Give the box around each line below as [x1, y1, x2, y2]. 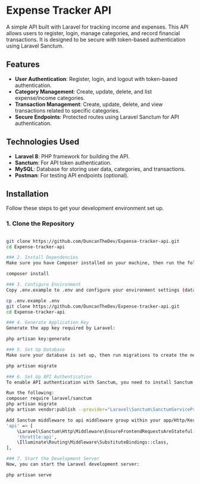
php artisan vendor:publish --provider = [6, 407, 108, 413]
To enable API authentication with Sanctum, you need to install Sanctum [6, 379, 193, 385]
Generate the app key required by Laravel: [6, 325, 116, 331]
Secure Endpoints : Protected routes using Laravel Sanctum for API [14, 113, 180, 120]
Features [6, 60, 40, 70]
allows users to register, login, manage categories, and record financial [6, 29, 180, 36]
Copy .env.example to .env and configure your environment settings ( [6, 287, 185, 293]
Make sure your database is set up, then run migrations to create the [6, 352, 187, 358]
